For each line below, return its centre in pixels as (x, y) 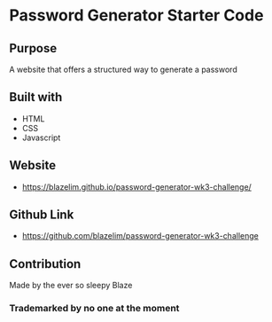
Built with (36, 97)
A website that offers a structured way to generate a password (123, 69)
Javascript (41, 137)
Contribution (45, 264)
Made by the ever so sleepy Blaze (71, 286)
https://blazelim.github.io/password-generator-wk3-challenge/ (137, 186)
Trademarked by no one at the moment (94, 309)
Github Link (42, 215)
